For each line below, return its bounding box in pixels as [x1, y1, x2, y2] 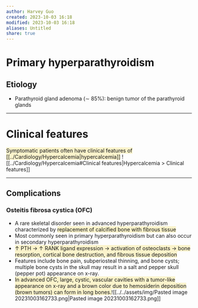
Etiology [6, 79, 37, 89]
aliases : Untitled [6, 25, 51, 31]
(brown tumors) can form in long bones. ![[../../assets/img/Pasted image [14, 289, 188, 296]
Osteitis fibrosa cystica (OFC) [6, 206, 93, 214]
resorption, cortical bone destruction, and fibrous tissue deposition [14, 251, 177, 258]
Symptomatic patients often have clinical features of [6, 147, 133, 154]
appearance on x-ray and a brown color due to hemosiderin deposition [14, 282, 187, 289]
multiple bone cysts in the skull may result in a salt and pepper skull [14, 263, 179, 270]
